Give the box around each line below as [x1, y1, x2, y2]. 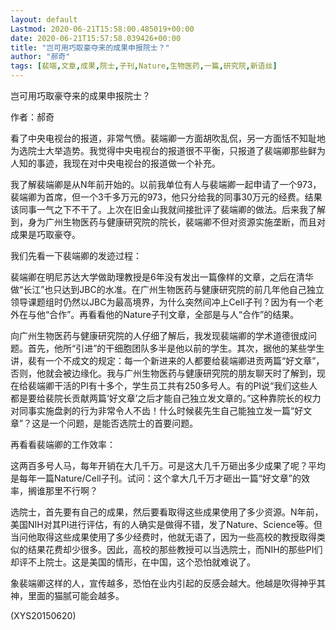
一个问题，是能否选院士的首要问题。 [49, 417, 199, 429]
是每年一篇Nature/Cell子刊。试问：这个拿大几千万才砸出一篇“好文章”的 [10, 472, 302, 484]
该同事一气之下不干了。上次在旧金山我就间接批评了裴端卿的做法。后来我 [10, 204, 308, 215]
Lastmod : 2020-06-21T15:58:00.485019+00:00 [10, 24, 195, 34]
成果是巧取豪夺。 [10, 229, 81, 240]
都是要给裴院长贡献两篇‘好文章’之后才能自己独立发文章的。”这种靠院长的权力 [10, 392, 322, 404]
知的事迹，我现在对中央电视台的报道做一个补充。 [18, 157, 221, 169]
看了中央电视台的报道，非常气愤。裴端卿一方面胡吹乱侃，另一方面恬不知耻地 [10, 132, 326, 144]
